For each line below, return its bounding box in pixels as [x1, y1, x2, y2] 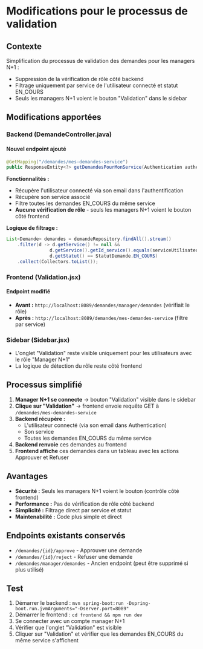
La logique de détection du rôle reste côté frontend [14, 362, 142, 370]
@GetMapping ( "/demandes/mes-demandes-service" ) [6, 158, 129, 165]
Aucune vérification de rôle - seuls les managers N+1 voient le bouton [14, 206, 192, 214]
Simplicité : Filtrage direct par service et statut [14, 506, 132, 514]
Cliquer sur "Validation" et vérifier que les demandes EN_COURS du [14, 630, 184, 638]
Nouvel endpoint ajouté [6, 145, 66, 152]
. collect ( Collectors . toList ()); [17, 258, 98, 264]
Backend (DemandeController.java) [6, 130, 112, 139]
